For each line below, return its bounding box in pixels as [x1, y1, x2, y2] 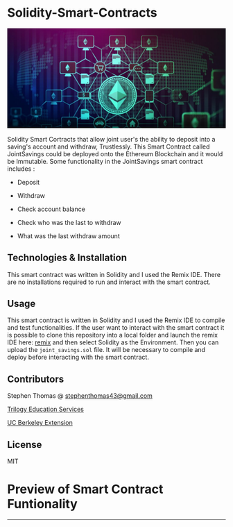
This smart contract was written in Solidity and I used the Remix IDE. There [7, 270, 221, 278]
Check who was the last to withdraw [17, 218, 121, 226]
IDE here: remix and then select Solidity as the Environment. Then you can [7, 338, 219, 346]
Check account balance [17, 205, 85, 213]
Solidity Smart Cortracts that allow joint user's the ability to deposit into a [7, 135, 216, 143]
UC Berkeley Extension [7, 419, 73, 427]
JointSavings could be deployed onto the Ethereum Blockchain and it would [7, 149, 223, 158]
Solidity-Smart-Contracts [7, 5, 157, 21]
